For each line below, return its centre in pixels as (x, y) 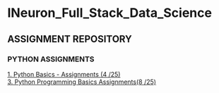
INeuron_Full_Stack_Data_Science (109, 13)
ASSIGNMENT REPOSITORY (70, 39)
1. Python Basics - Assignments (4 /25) (64, 74)
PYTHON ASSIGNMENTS (51, 59)
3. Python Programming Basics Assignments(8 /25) (82, 82)
